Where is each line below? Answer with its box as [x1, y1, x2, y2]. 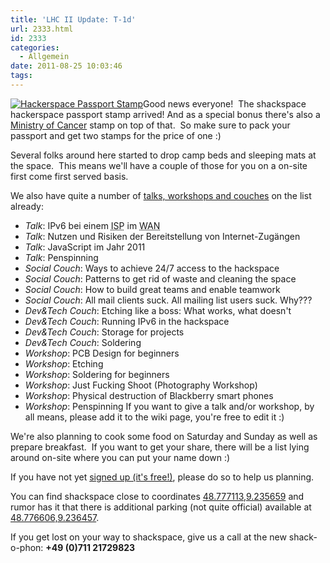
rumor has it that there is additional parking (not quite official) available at [10, 501, 312, 513]
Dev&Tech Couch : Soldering [24, 336, 142, 348]
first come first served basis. [10, 170, 129, 182]
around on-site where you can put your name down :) [10, 451, 231, 463]
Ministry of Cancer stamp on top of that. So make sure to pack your [10, 119, 291, 131]
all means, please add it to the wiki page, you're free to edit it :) [24, 411, 285, 423]
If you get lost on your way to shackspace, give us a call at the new [10, 531, 287, 543]
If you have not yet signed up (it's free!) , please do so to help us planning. [10, 471, 315, 483]
